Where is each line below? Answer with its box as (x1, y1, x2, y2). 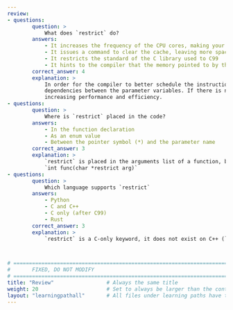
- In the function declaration (44, 126, 135, 133)
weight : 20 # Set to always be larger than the (7, 285, 213, 293)
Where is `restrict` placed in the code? (44, 113, 166, 120)
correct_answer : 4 (32, 68, 85, 75)
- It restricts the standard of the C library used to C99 (44, 55, 218, 62)
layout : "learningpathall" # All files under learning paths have (7, 292, 222, 299)
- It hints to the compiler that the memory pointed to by (44, 62, 218, 69)
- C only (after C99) (44, 210, 107, 217)
